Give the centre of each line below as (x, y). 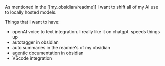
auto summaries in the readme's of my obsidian (61, 47)
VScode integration (32, 58)
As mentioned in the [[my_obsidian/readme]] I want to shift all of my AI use (82, 7)
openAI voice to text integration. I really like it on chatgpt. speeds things (86, 32)
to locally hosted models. (31, 12)
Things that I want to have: (32, 22)
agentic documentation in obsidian (48, 53)
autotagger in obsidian (35, 42)
